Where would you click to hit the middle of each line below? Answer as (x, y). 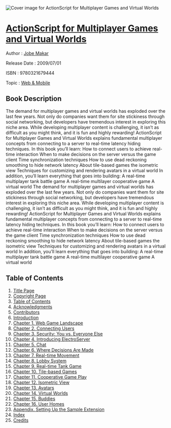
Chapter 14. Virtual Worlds (40, 393)
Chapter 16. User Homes (39, 404)
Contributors (26, 312)
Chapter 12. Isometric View (41, 382)
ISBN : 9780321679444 (30, 73)
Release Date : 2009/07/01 (33, 63)
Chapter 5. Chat (30, 344)
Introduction (26, 317)
